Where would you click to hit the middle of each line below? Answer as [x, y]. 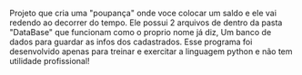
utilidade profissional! [50, 61]
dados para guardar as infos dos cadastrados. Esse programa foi [131, 42]
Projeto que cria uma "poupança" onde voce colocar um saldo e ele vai [143, 13]
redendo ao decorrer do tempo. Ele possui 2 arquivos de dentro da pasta [146, 23]
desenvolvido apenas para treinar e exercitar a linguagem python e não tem [151, 52]
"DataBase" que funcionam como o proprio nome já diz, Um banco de [141, 32]
